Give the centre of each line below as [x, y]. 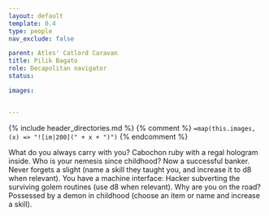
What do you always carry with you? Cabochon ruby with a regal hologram [133, 152]
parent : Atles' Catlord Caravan [63, 54]
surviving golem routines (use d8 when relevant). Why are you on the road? [135, 187]
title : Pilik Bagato [43, 61]
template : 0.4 [33, 24]
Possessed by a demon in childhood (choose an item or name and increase [134, 195]
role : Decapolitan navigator [58, 69]
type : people [30, 31]
